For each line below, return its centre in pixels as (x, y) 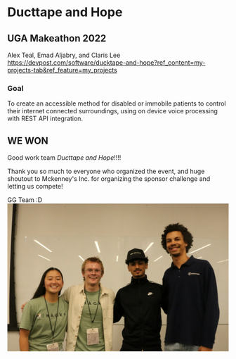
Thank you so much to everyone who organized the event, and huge (106, 171)
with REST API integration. (45, 119)
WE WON (28, 140)
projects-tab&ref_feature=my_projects (62, 70)
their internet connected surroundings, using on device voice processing (112, 111)
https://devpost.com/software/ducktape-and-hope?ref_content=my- (106, 63)
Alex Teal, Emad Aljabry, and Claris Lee (64, 55)
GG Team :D (25, 200)
